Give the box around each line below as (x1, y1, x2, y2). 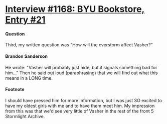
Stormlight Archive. (5, 113, 45, 119)
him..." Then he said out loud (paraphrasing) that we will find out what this (5, 70, 158, 76)
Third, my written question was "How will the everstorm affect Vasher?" (5, 42, 153, 48)
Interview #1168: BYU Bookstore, (5, 3, 145, 15)
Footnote (5, 86, 25, 93)
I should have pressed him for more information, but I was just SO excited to (5, 97, 162, 103)
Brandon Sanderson (5, 53, 48, 59)
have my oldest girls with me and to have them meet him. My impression (5, 103, 155, 109)
